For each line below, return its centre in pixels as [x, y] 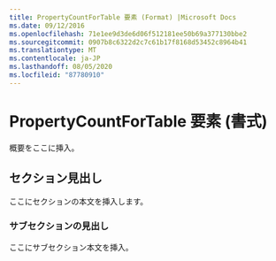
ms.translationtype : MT [53, 50]
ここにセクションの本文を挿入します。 [79, 201]
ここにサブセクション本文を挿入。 [71, 247]
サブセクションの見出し [59, 226]
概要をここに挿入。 [44, 148]
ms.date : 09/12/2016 [47, 26]
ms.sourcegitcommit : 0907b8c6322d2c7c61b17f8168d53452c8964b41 [128, 42]
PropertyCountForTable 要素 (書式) [138, 121]
